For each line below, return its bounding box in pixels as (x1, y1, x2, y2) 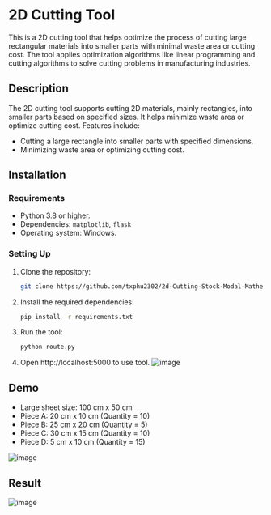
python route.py (19, 343, 75, 351)
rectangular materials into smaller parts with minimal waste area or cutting (8, 40, 256, 50)
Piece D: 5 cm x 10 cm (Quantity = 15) (19, 437, 146, 447)
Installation (8, 168, 66, 182)
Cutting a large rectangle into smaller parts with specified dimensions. (19, 136, 254, 146)
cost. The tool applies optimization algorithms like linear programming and (8, 49, 256, 59)
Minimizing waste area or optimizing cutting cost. (19, 144, 184, 155)
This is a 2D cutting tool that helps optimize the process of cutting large (8, 32, 247, 42)
